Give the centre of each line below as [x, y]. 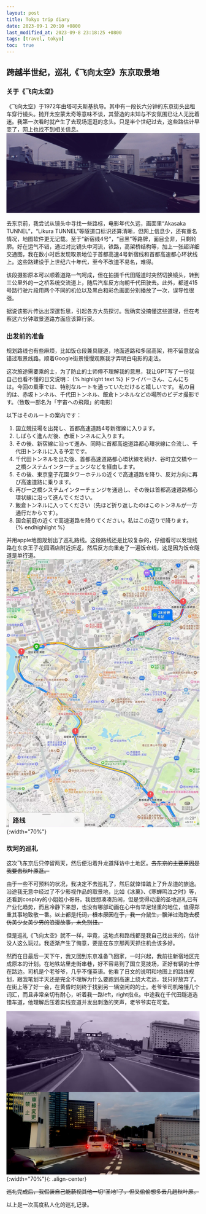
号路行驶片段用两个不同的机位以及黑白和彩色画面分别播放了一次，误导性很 [100, 290]
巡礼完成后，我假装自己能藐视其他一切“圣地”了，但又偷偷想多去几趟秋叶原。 [103, 1192]
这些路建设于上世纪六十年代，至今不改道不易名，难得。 [87, 262]
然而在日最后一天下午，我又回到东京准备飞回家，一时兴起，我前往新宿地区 [100, 956]
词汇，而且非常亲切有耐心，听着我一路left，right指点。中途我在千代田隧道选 [102, 995]
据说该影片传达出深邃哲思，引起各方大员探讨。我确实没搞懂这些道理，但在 [100, 311]
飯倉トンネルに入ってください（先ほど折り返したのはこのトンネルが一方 [106, 505]
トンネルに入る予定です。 [58, 451]
